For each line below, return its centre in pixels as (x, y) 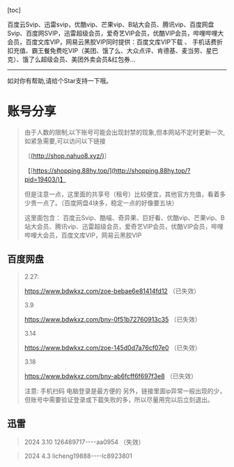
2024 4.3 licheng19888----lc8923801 (78, 456)
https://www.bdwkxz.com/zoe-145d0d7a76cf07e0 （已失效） (113, 348)
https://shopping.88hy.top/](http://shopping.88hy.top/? (111, 170)
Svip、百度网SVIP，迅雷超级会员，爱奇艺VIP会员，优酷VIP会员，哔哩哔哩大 (116, 33)
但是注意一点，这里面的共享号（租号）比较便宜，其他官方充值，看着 (122, 194)
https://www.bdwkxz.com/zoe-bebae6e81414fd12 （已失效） (112, 291)
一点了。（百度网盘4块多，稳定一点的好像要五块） (107, 202)
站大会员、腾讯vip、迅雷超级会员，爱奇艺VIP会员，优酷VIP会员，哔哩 (124, 226)
